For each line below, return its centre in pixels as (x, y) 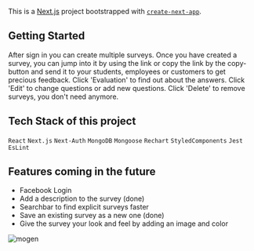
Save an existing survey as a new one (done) (92, 216)
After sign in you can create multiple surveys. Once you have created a (123, 55)
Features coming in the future (82, 172)
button (19, 71)
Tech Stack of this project (72, 121)
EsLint (19, 147)
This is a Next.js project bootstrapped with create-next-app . (105, 11)
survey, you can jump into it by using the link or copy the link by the (117, 63)
